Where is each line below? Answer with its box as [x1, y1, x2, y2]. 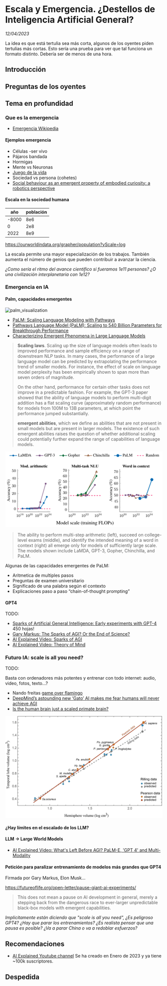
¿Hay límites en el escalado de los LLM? [5, 824, 89, 830]
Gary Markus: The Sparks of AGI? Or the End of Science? [12, 631, 130, 637]
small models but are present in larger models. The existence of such [17, 425, 160, 431]
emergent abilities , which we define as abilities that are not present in [17, 420, 162, 426]
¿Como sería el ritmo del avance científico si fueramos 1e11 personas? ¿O [5, 266, 156, 272]
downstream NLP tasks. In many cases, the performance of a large [17, 353, 155, 359]
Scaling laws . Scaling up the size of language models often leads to [17, 342, 158, 348]
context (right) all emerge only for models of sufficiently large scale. [17, 542, 157, 548]
